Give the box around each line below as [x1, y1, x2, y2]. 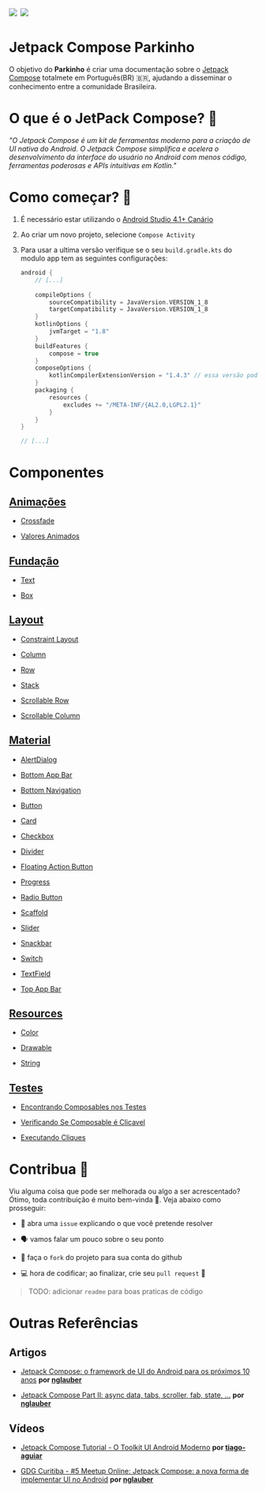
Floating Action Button [20, 861, 93, 871]
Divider [20, 846, 44, 856]
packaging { [35, 386, 74, 394]
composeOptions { [35, 364, 92, 373]
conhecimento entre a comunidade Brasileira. [9, 82, 157, 92]
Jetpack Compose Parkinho [9, 39, 195, 57]
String [20, 1059, 41, 1068]
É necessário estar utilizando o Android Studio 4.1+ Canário [20, 215, 214, 223]
